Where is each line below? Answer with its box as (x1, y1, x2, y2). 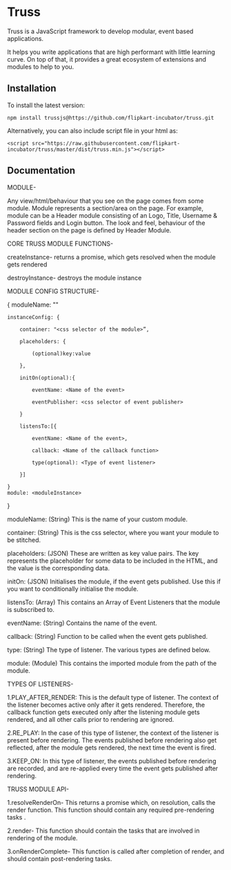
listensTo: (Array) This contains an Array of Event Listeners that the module (7, 598, 221, 606)
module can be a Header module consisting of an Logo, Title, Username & (7, 211, 218, 219)
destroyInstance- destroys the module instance (7, 273, 142, 282)
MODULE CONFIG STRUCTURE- (7, 287, 99, 295)
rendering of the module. (7, 833, 78, 842)
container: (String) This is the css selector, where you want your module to (7, 528, 219, 536)
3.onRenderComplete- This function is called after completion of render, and (7, 847, 225, 855)
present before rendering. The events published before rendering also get (7, 736, 217, 744)
